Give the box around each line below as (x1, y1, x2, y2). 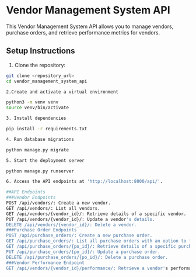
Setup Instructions (6, 46, 75, 56)
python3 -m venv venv (6, 99, 59, 105)
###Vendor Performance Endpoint (6, 259, 85, 266)
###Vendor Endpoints (6, 195, 57, 200)
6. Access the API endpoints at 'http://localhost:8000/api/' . (6, 179, 163, 185)
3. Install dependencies (6, 115, 66, 122)
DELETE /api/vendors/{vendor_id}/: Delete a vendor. (6, 221, 137, 228)
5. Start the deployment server (6, 157, 85, 164)
